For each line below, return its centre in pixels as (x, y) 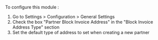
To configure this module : (32, 7)
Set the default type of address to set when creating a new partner (81, 32)
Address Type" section (36, 27)
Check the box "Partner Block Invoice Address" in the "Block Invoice (83, 22)
